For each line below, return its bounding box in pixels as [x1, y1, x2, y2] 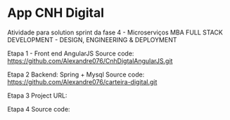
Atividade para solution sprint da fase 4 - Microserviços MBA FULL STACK [7, 28, 223, 36]
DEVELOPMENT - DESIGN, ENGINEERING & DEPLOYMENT [7, 35, 177, 44]
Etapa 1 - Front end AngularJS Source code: [7, 49, 134, 58]
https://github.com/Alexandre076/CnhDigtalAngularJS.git [7, 56, 173, 65]
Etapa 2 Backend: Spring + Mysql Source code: [7, 70, 145, 79]
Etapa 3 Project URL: [7, 91, 68, 100]
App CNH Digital [7, 5, 104, 21]
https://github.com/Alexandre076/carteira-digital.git [7, 77, 158, 86]
